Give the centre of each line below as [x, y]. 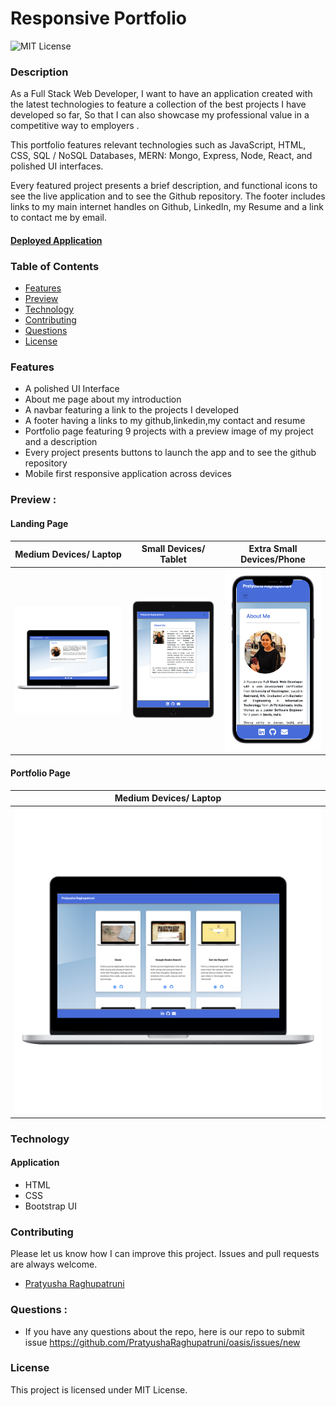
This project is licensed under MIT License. [99, 1389]
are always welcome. [54, 1264]
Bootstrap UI [50, 1206]
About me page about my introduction [103, 399]
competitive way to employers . [75, 126]
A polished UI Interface [72, 389]
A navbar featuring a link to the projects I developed [131, 410]
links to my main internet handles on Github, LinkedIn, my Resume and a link [167, 207]
